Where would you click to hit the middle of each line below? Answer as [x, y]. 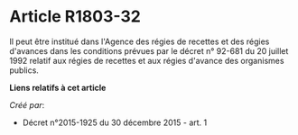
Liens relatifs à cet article [58, 87]
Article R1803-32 [75, 17]
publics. [24, 70]
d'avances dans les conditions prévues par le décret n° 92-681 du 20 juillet [149, 50]
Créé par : [27, 104]
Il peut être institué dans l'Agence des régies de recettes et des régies [140, 41]
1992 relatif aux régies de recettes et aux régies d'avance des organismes [147, 60]
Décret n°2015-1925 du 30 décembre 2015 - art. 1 [115, 122]
